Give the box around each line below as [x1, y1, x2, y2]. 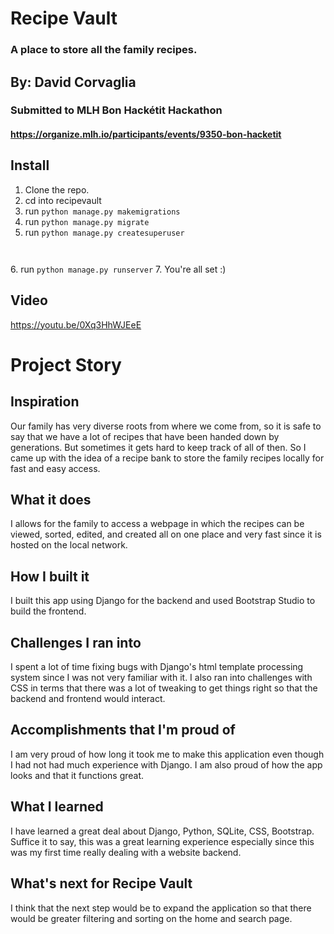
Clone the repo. [24, 183, 90, 196]
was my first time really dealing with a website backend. [10, 846, 242, 858]
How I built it [10, 568, 90, 585]
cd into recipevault [24, 194, 102, 206]
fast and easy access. [10, 462, 101, 474]
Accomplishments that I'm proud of [10, 722, 236, 739]
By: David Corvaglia [10, 73, 137, 91]
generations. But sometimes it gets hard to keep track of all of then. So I [10, 441, 307, 453]
